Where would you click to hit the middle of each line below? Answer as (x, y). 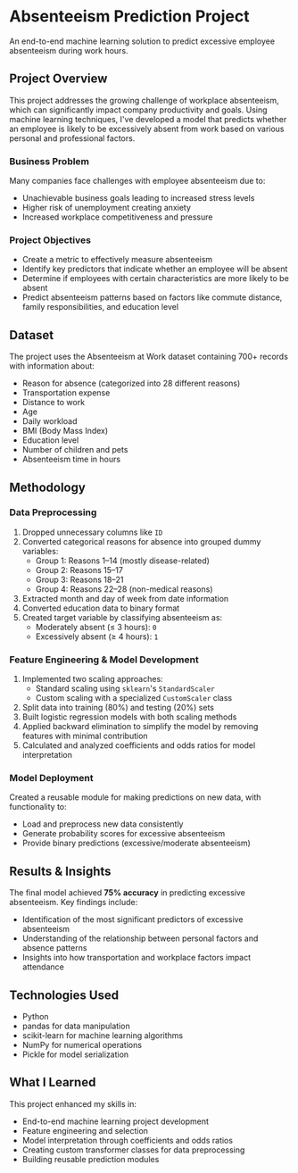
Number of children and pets (75, 450)
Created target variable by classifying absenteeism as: (122, 617)
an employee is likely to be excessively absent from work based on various (147, 129)
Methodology (48, 487)
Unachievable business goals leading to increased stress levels (138, 198)
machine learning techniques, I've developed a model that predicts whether (148, 119)
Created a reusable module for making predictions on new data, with (135, 797)
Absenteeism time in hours (71, 459)
